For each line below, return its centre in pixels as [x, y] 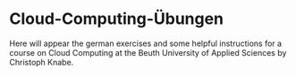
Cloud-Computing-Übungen [117, 19]
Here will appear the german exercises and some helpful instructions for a [146, 43]
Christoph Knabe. [42, 62]
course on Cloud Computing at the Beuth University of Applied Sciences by [148, 52]
